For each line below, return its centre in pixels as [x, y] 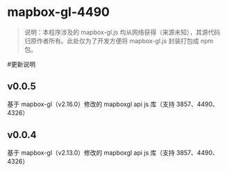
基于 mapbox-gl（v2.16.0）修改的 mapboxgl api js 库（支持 [91, 104]
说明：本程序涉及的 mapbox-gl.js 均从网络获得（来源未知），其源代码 [122, 32]
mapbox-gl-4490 [58, 12]
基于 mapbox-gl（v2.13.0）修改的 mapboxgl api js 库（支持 [91, 153]
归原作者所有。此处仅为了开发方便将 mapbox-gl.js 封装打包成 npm [119, 41]
